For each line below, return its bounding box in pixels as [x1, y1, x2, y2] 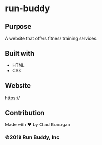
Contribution [5, 109, 45, 117]
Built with [5, 49, 35, 58]
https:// [5, 95, 20, 101]
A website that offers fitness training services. [5, 35, 98, 41]
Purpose [5, 22, 32, 31]
